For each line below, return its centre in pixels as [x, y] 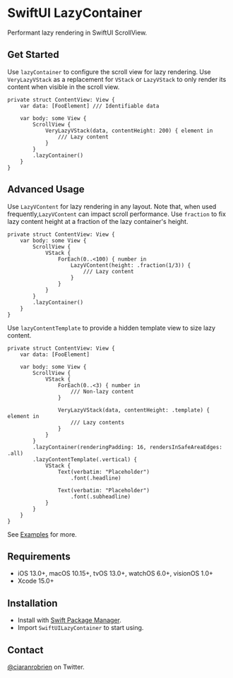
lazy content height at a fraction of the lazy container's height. [98, 221]
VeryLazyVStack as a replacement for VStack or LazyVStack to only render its [117, 79]
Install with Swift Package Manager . [70, 620]
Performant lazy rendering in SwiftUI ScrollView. [77, 32]
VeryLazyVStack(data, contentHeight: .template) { [134, 410]
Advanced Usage [46, 190]
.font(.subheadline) [101, 496]
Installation [32, 603]
